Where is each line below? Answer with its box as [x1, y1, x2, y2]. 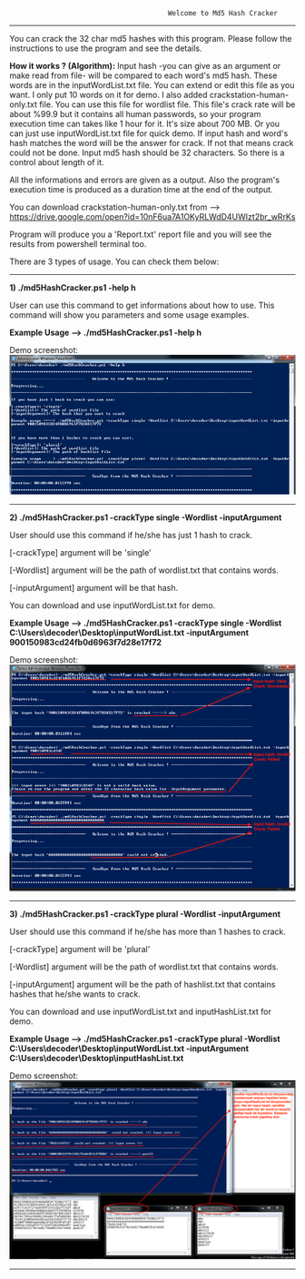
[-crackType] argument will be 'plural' [9, 944, 151, 954]
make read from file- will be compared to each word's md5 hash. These [9, 70, 278, 81]
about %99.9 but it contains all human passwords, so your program [9, 109, 261, 119]
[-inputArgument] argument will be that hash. [9, 582, 179, 593]
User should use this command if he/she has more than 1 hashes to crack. [9, 926, 286, 937]
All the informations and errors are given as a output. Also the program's [9, 174, 280, 185]
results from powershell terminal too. [9, 239, 147, 249]
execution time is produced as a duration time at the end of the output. [9, 184, 274, 194]
